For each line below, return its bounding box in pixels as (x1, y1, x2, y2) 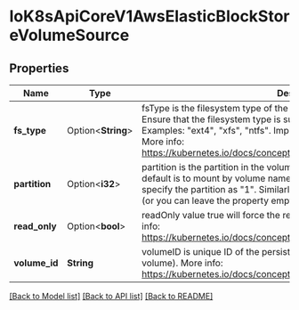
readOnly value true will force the (141, 209, 280, 221)
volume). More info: (141, 257, 224, 269)
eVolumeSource (9, 25, 130, 45)
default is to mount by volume (141, 172, 266, 184)
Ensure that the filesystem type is (141, 113, 281, 126)
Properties (9, 61, 69, 76)
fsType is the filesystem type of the (141, 102, 289, 114)
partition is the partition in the (141, 161, 265, 173)
